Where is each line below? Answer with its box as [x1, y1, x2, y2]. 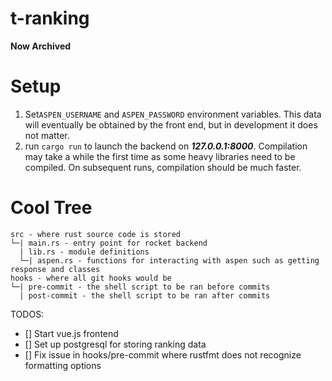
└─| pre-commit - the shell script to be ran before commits [10, 282, 271, 292]
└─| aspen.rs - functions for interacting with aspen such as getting [19, 255, 320, 266]
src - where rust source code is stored [10, 229, 182, 239]
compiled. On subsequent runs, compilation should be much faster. [24, 161, 302, 173]
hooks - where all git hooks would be [10, 273, 172, 283]
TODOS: [10, 308, 45, 320]
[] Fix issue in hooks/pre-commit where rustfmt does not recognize [24, 348, 302, 361]
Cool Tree [10, 197, 93, 219]
